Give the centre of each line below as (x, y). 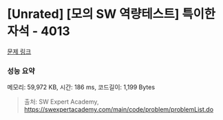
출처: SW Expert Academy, (61, 102)
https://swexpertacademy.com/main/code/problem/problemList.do (119, 110)
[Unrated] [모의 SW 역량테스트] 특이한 (111, 14)
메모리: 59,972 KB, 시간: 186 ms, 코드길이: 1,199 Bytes (81, 87)
